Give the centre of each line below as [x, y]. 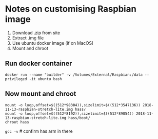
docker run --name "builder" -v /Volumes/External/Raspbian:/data [74, 75]
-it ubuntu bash [46, 79]
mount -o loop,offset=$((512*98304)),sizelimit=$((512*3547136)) [73, 105]
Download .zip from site [36, 33]
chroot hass [17, 122]
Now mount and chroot [41, 94]
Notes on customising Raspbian [71, 9]
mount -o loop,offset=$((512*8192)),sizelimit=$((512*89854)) [69, 113]
